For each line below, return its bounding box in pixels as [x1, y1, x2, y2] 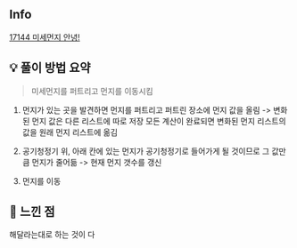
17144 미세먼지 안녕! [9, 31, 80, 43]
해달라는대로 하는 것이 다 [9, 229, 95, 240]
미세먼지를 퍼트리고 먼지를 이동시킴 [30, 85, 153, 96]
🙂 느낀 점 [9, 204, 55, 220]
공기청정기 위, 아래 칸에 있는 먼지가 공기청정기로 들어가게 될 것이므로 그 [21, 146, 270, 156]
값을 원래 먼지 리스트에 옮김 [21, 126, 119, 137]
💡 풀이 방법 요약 [9, 60, 91, 76]
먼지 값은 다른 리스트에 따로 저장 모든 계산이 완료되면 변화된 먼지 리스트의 [31, 116, 287, 126]
